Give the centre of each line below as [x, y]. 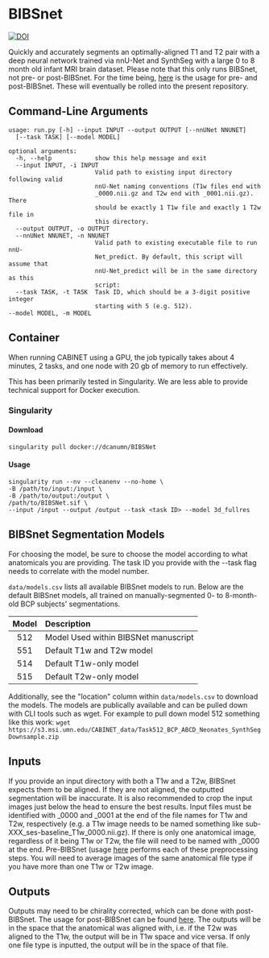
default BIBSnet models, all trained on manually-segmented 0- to [116, 595]
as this [21, 278]
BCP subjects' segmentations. [70, 604]
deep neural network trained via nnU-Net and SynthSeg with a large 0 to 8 [132, 60]
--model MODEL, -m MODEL [50, 313]
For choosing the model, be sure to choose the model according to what [128, 554]
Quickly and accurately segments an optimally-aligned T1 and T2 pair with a [134, 52]
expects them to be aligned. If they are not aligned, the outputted [116, 789]
